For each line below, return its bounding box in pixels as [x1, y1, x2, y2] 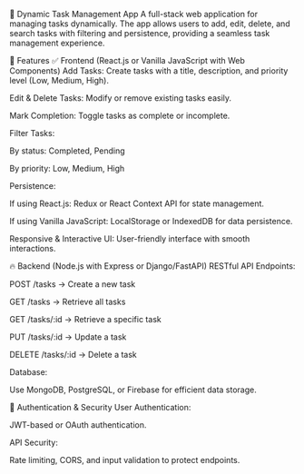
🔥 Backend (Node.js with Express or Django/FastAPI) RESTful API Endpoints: [9, 261, 296, 272]
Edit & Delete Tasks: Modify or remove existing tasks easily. [9, 93, 232, 104]
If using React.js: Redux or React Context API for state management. [9, 198, 265, 209]
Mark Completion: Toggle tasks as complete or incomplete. [9, 110, 230, 121]
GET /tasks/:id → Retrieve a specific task [9, 314, 162, 324]
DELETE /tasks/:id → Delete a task [9, 350, 138, 360]
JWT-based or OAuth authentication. [9, 420, 147, 430]
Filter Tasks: [9, 128, 55, 138]
